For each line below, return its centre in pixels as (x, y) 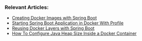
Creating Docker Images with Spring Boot (54, 18)
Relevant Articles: (27, 7)
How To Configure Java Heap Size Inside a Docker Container (74, 34)
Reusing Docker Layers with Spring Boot (53, 28)
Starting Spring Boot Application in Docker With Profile (68, 23)
